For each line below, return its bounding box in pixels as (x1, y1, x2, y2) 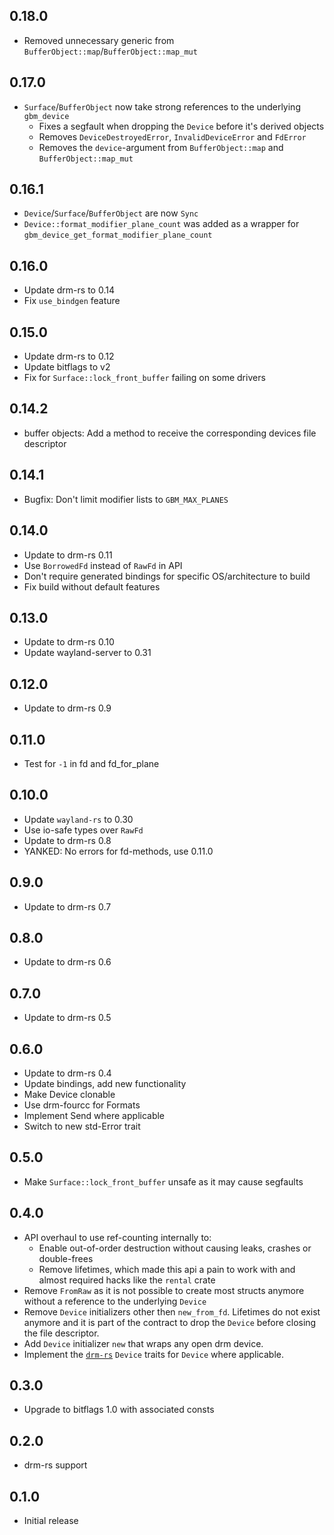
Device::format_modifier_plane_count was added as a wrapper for (23, 218, 300, 230)
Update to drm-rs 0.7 (23, 900, 112, 913)
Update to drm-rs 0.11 (23, 549, 113, 561)
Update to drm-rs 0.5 (23, 1012, 112, 1024)
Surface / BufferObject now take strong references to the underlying (23, 100, 301, 113)
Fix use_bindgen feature (23, 295, 121, 307)
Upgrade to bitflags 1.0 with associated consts (23, 1404, 215, 1416)
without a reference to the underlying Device (23, 1295, 207, 1307)
